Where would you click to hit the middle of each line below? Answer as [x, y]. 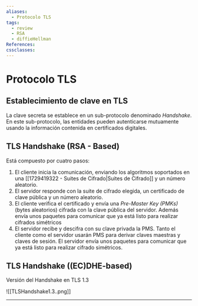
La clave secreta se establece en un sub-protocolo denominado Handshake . [99, 115]
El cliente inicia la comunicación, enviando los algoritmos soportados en [102, 172]
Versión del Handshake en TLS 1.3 [48, 280]
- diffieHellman [31, 39]
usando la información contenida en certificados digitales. [77, 128]
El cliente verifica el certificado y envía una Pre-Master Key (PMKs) [96, 203]
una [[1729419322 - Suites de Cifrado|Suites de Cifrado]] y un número [100, 178]
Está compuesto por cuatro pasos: [48, 161]
